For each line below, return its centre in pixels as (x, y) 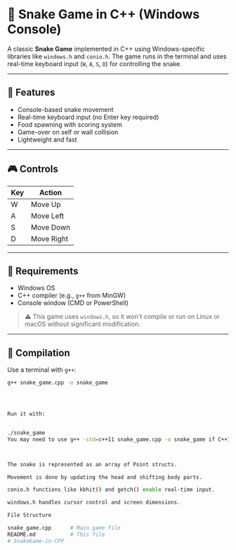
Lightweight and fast (47, 139)
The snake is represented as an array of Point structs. (92, 464)
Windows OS (36, 288)
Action (50, 192)
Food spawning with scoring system (70, 124)
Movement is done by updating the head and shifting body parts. (105, 477)
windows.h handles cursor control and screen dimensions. (94, 503)
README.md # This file (56, 535)
